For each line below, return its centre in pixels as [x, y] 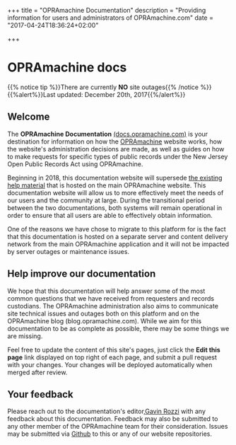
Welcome [29, 117]
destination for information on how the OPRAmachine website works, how [115, 141]
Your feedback [40, 394]
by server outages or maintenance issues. [68, 251]
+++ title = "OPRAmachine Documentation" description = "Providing [107, 10]
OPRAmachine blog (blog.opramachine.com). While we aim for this [105, 320]
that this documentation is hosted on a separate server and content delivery [118, 236]
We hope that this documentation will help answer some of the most [106, 291]
